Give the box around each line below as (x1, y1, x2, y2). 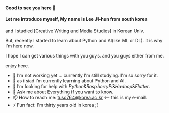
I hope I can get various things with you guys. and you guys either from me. (5, 52, 164, 59)
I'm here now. (5, 43, 34, 49)
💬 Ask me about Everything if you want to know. (12, 89, 114, 95)
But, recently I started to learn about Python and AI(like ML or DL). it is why (5, 37, 163, 43)
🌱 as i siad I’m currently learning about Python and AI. (12, 77, 126, 84)
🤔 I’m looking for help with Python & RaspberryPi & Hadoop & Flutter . (12, 83, 150, 89)
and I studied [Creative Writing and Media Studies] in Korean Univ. (5, 27, 144, 34)
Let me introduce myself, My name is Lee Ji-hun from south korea (5, 16, 148, 22)
